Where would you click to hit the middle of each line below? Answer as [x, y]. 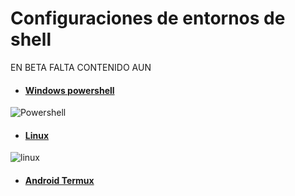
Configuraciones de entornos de [148, 18]
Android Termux [59, 180]
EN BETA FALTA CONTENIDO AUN [81, 67]
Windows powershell [69, 90]
